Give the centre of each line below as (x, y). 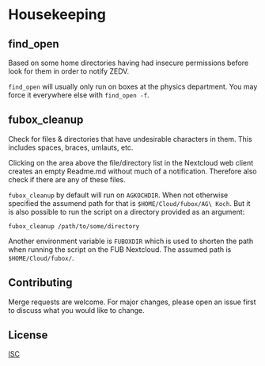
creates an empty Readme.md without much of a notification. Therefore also (132, 171)
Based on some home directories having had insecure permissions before (129, 63)
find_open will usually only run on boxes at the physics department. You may (133, 86)
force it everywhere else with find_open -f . (79, 95)
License (28, 335)
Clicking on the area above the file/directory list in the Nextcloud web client (131, 162)
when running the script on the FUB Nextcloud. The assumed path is (120, 249)
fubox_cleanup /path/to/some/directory (74, 226)
